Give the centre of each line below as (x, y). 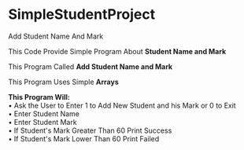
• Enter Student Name (44, 113)
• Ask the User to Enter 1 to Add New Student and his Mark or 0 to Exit (122, 105)
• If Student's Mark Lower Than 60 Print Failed (84, 138)
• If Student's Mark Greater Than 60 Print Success (90, 130)
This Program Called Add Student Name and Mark (91, 66)
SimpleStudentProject (82, 15)
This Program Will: (39, 97)
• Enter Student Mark (43, 122)
